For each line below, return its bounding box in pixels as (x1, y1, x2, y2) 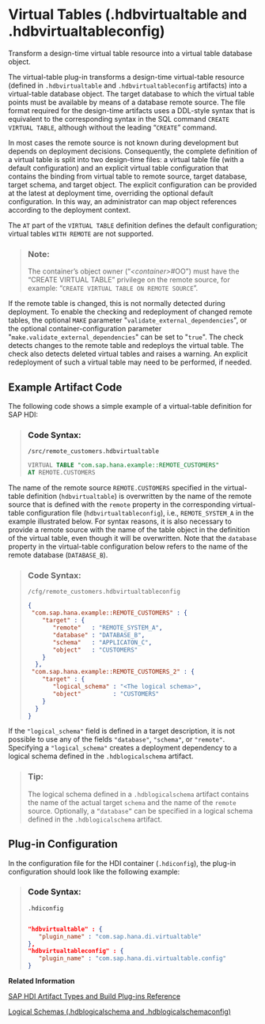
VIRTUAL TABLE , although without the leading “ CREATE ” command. (8, 123, 218, 132)
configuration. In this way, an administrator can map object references (8, 196, 237, 206)
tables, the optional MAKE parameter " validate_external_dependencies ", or (8, 316, 248, 325)
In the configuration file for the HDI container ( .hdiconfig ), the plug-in (8, 858, 237, 867)
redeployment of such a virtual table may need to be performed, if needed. (8, 357, 252, 367)
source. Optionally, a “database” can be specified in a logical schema (27, 806, 253, 815)
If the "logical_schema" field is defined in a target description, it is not (8, 726, 236, 736)
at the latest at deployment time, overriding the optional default (8, 188, 214, 198)
